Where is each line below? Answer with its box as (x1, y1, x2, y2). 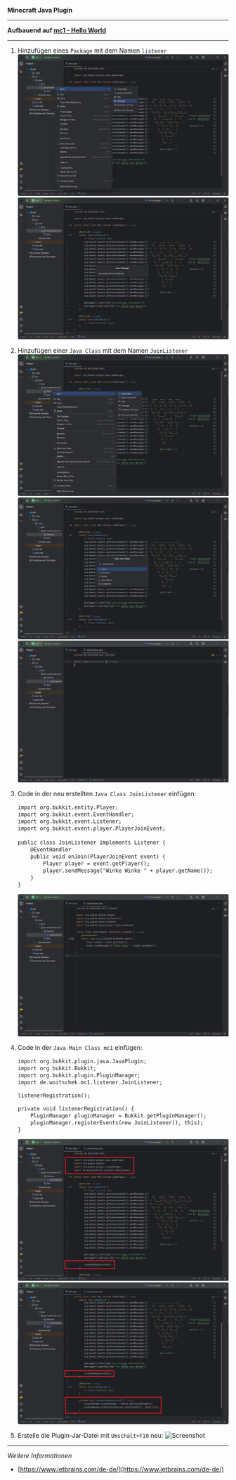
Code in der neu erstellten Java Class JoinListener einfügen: (17, 790, 197, 798)
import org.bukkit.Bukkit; (17, 1065, 97, 1072)
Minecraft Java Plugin (7, 6, 72, 14)
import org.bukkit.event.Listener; (17, 818, 122, 825)
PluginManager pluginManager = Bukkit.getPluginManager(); (30, 1112, 207, 1119)
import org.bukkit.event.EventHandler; (17, 811, 135, 818)
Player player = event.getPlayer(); (43, 860, 150, 867)
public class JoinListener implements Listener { (17, 839, 166, 846)
